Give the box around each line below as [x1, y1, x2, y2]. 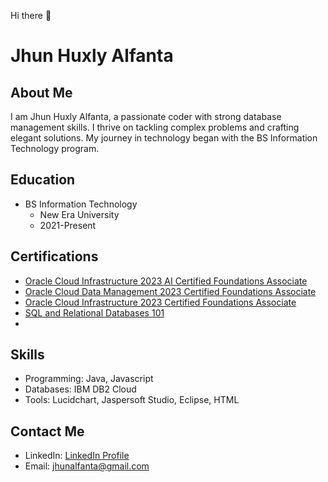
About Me [10, 84, 73, 101]
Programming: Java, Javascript [24, 373, 154, 385]
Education [10, 171, 76, 189]
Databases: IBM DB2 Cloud [24, 383, 137, 395]
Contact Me [10, 423, 85, 440]
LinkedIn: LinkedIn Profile [24, 450, 130, 462]
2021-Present [39, 219, 97, 231]
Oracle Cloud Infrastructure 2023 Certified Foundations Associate [24, 296, 297, 308]
